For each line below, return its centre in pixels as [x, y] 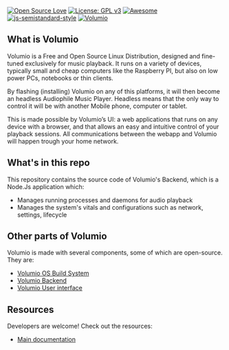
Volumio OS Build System [53, 273]
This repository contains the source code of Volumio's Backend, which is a [113, 179]
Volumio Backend [42, 281]
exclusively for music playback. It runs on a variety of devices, [113, 63]
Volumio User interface [50, 288]
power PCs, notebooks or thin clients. [60, 78]
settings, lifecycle [42, 215]
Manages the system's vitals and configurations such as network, [110, 207]
